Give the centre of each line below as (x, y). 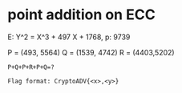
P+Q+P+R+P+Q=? (31, 67)
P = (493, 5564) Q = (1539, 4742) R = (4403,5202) (91, 52)
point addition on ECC (81, 15)
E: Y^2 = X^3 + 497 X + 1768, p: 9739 (69, 37)
